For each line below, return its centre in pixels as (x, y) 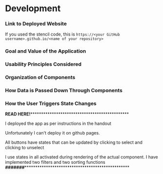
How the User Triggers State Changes (51, 104)
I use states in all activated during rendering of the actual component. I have (81, 157)
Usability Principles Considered (43, 64)
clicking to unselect (25, 148)
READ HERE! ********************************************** (67, 114)
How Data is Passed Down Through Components (64, 91)
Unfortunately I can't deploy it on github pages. (52, 133)
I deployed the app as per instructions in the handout (58, 124)
